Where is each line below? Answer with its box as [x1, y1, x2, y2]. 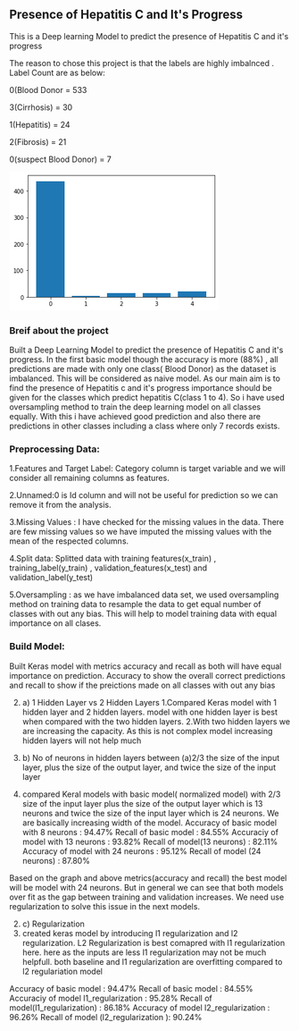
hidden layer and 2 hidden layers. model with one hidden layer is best [21, 706, 278, 717]
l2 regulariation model [21, 966, 103, 976]
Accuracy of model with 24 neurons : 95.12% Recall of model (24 [21, 845, 262, 857]
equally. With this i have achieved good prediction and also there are [9, 411, 262, 422]
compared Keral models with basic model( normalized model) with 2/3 [21, 789, 281, 799]
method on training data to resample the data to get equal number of [9, 599, 262, 610]
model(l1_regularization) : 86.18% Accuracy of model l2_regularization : [9, 1001, 270, 1013]
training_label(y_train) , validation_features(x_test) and [9, 562, 208, 573]
